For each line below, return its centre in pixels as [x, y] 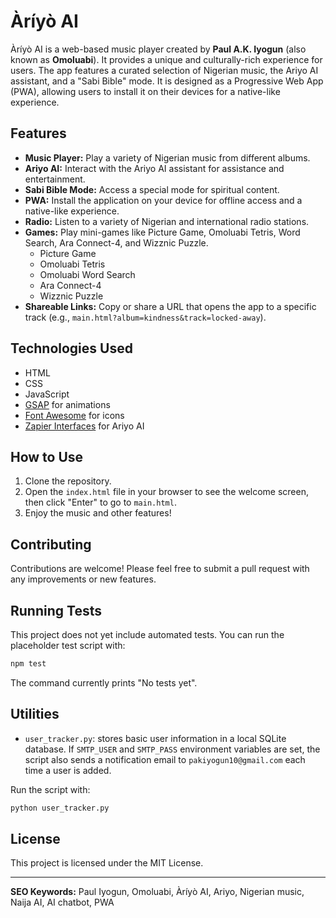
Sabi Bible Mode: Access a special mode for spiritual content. [152, 189]
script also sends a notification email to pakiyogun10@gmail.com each [165, 759]
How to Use [47, 456]
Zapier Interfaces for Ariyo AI [84, 426]
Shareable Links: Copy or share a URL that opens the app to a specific [170, 306]
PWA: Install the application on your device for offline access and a [163, 200]
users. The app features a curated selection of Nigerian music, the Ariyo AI [164, 70]
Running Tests [56, 610]
